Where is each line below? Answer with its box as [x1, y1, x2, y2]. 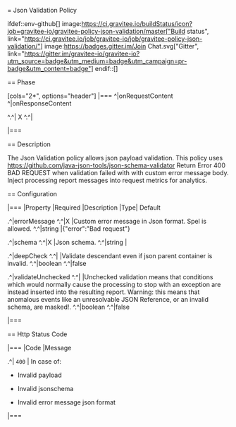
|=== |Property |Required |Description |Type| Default [7, 203, 161, 212]
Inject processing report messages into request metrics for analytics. [7, 176, 208, 184]
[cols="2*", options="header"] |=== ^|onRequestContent [7, 91, 174, 100]
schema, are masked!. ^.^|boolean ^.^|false [7, 302, 130, 311]
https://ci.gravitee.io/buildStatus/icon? [81, 20, 192, 27]
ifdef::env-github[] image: [7, 20, 82, 27]
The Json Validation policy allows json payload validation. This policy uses [7, 154, 223, 162]
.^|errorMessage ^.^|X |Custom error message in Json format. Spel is [7, 217, 206, 225]
